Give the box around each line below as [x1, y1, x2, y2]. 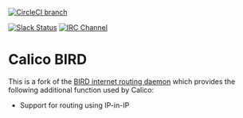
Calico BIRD [8, 51, 88, 69]
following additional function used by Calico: [8, 85, 154, 94]
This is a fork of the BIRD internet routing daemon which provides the [8, 76, 236, 86]
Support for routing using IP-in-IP [19, 100, 130, 110]
